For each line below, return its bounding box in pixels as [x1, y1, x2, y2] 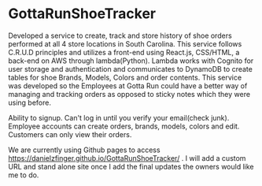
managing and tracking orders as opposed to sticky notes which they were [8, 89, 250, 99]
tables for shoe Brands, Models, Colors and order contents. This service [8, 73, 242, 82]
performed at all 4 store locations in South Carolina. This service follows [8, 39, 242, 48]
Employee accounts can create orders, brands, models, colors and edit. [8, 121, 240, 131]
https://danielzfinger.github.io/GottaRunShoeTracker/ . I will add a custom [8, 153, 246, 162]
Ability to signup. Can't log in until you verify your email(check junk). [8, 113, 230, 122]
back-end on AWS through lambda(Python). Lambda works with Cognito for [8, 56, 254, 65]
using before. [8, 98, 51, 107]
